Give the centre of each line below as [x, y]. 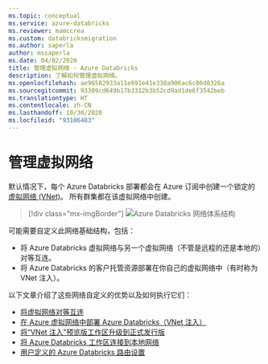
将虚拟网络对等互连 [52, 312]
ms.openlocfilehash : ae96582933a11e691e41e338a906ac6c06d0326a [117, 83]
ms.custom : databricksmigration [62, 38]
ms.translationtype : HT [48, 98]
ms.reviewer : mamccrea [46, 31]
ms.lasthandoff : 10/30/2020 [56, 113]
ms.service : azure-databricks [59, 23]
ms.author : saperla [41, 46]
